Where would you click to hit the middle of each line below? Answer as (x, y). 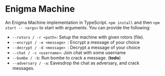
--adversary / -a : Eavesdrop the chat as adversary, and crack (76, 63)
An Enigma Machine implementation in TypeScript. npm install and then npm (82, 22)
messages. (23, 68)
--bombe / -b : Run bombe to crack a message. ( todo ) (66, 57)
